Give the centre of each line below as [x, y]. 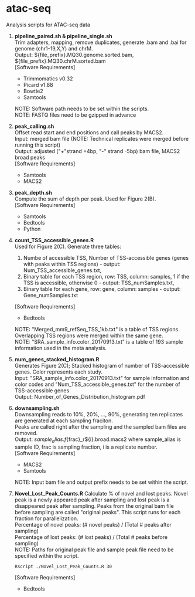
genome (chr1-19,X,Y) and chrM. [54, 48]
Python [32, 229]
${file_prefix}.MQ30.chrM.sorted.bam [60, 61]
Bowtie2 [33, 91]
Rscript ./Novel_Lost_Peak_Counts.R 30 [63, 567]
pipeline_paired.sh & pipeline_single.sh [63, 36]
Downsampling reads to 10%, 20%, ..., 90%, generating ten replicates [99, 414]
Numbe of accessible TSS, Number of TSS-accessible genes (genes [106, 257]
